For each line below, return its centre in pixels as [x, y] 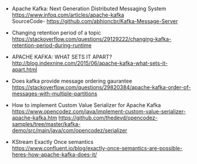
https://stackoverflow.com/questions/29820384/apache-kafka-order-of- [101, 87]
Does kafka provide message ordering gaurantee [72, 81]
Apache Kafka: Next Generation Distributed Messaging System [89, 9]
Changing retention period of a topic [56, 33]
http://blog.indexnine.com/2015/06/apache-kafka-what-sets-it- [90, 63]
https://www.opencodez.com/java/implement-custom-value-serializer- [99, 111]
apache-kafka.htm [35, 118]
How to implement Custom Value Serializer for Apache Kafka [86, 105]
